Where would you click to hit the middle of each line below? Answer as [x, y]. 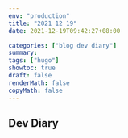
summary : [23, 53]
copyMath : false [35, 90]
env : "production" [39, 16]
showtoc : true [32, 68]
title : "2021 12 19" [43, 23]
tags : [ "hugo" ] [34, 61]
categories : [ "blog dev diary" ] [62, 45]
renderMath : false [39, 83]
